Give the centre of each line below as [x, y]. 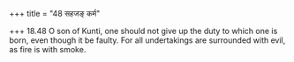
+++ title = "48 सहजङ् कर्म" [55, 14]
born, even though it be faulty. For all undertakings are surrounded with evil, [147, 40]
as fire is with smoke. [48, 49]
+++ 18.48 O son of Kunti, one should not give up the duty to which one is [143, 31]
